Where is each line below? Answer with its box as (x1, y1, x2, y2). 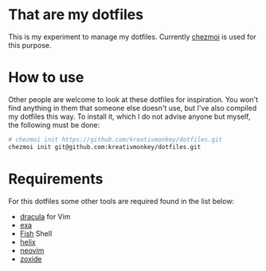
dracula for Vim (19, 211, 71, 221)
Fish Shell (19, 229, 53, 238)
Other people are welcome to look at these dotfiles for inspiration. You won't (8, 94, 259, 104)
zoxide (19, 253, 42, 264)
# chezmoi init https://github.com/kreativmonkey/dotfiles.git (8, 135, 223, 143)
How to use (8, 69, 84, 87)
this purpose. (8, 40, 52, 49)
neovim (19, 245, 45, 255)
